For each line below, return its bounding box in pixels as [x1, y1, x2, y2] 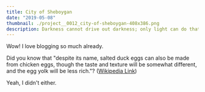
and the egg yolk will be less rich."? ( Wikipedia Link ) [6, 68, 137, 75]
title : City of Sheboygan [6, 9, 72, 15]
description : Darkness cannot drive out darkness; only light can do [6, 26, 187, 32]
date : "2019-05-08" [6, 15, 56, 21]
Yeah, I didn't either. [6, 79, 57, 87]
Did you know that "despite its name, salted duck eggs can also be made [6, 54, 190, 62]
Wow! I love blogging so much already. [6, 43, 104, 50]
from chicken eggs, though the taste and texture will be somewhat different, [6, 61, 197, 68]
